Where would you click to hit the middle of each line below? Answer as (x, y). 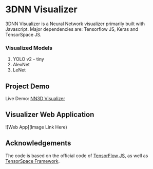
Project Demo (27, 86)
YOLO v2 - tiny (28, 59)
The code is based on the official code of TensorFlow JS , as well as (77, 156)
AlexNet (21, 65)
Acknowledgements (38, 143)
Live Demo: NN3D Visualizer (35, 99)
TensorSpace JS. (24, 34)
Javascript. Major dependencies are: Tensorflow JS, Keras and (72, 29)
